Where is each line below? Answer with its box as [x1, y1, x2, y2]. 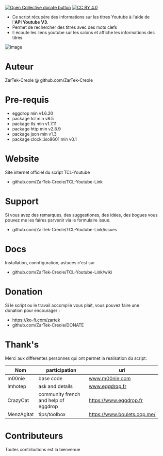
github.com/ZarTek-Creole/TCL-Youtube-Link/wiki [12, 269, 113, 275]
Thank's [5, 339, 39, 350]
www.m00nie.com [88, 375, 131, 382]
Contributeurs [5, 430, 63, 441]
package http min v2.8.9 [12, 126, 61, 131]
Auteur [5, 61, 34, 73]
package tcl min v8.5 [12, 115, 54, 121]
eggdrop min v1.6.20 [12, 110, 53, 116]
